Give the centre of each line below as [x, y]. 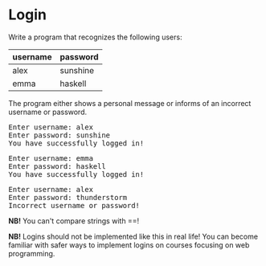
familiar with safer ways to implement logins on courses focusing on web [129, 245]
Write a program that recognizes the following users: [95, 37]
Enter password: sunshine [59, 135]
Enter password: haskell [57, 166]
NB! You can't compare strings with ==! [74, 221]
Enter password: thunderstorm [68, 197]
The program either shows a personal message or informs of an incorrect [130, 103]
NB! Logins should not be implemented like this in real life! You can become [133, 236]
